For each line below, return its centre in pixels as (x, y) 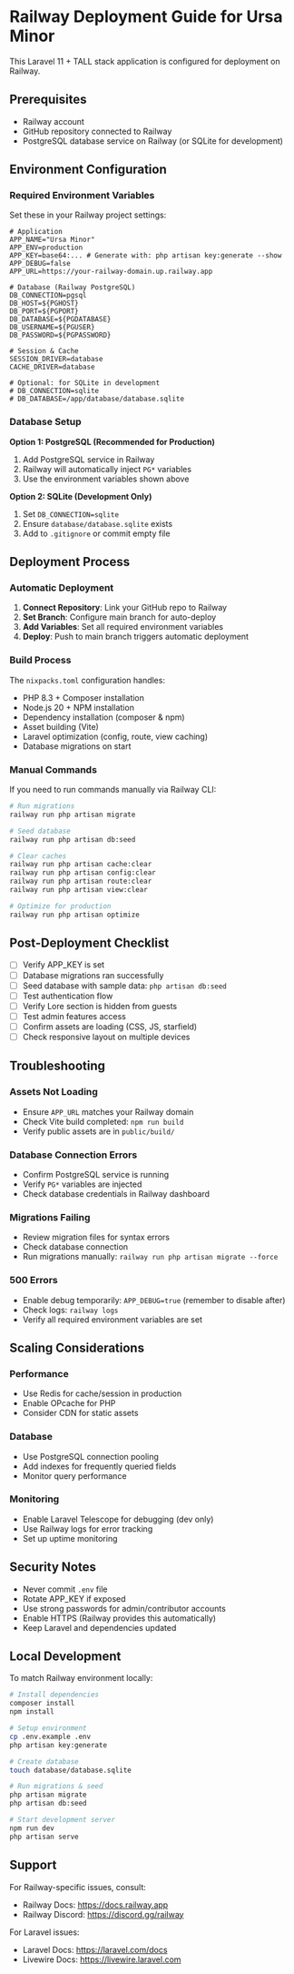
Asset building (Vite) (61, 726)
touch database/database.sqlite (70, 1770)
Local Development (65, 1657)
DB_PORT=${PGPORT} (44, 311)
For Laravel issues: (44, 1932)
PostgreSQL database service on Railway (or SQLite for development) (153, 141)
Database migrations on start (77, 746)
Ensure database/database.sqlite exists (98, 523)
